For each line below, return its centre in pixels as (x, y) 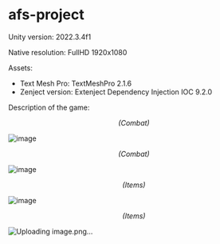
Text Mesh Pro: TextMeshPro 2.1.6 (76, 83)
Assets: (21, 68)
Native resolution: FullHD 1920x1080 (68, 52)
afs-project (47, 15)
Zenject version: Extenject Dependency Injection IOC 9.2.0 (116, 92)
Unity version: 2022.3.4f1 (50, 37)
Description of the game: (49, 107)
